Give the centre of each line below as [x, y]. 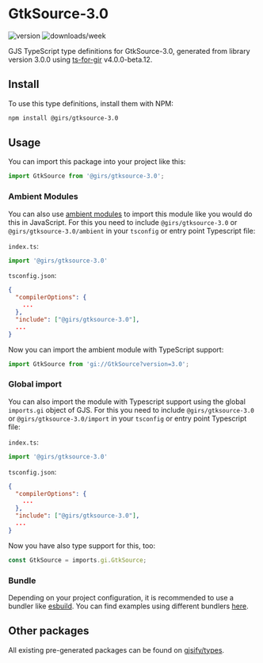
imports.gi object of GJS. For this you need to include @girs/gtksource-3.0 [131, 410]
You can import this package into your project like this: [97, 162]
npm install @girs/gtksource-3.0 [63, 118]
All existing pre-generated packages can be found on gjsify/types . [116, 650]
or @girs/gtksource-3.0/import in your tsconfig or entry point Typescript [128, 418]
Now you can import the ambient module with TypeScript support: [116, 349]
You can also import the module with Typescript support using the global [127, 402]
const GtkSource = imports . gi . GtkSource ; [78, 560]
